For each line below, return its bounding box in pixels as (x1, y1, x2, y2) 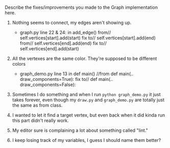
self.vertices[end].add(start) (19, 46, 80, 51)
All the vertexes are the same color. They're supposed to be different (12, 55, 157, 62)
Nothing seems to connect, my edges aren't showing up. (12, 20, 132, 25)
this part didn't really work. (12, 117, 69, 124)
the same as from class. (12, 102, 63, 108)
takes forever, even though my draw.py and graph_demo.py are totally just (12, 97, 164, 103)
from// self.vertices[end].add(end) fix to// (19, 40, 107, 46)
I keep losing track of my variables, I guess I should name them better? (12, 137, 161, 143)
